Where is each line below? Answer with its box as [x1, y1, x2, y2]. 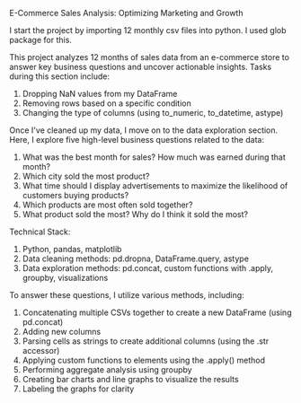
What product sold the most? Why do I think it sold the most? [22, 209, 249, 219]
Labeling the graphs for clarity [22, 383, 135, 394]
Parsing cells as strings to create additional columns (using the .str [22, 336, 270, 346]
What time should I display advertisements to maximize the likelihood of [22, 180, 288, 191]
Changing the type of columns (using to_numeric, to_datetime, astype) [22, 108, 284, 118]
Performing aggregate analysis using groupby [22, 364, 192, 375]
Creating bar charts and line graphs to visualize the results [22, 374, 240, 384]
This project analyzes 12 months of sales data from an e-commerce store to [9, 52, 290, 62]
